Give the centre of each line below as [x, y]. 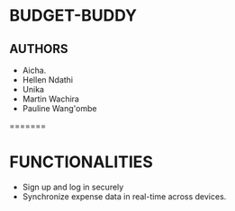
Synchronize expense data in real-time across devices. [124, 196]
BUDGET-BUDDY [73, 16]
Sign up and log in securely [73, 187]
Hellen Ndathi [48, 80]
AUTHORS [39, 49]
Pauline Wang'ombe [59, 108]
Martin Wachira [50, 99]
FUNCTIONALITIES [81, 162]
